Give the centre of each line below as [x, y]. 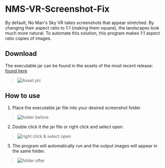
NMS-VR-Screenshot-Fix [57, 9]
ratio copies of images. [28, 38]
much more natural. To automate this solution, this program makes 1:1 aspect [82, 33]
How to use [23, 96]
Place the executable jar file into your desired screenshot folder [76, 108]
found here [16, 71]
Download [21, 54]
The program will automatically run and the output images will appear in [85, 145]
